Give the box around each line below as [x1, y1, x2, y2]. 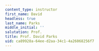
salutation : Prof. [5, 30, 42, 34]
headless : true [5, 16, 36, 21]
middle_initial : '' [5, 25, 45, 30]
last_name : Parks [5, 20, 40, 26]
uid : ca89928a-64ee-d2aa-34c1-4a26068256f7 [5, 39, 95, 44]
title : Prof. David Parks [5, 34, 57, 39]
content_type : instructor [5, 7, 57, 12]
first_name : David [5, 12, 42, 17]
